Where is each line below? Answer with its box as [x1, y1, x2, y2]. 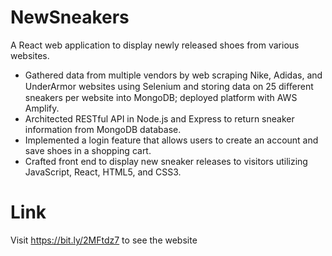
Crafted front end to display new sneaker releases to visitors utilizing [24, 155, 308, 167]
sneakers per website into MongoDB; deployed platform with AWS [24, 91, 298, 103]
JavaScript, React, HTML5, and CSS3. [24, 166, 182, 178]
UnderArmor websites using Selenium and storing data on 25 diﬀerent [24, 80, 314, 92]
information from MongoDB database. [24, 123, 182, 135]
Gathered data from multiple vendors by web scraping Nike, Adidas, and [24, 69, 323, 81]
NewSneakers [10, 6, 130, 29]
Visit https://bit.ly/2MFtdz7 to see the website [10, 234, 198, 246]
